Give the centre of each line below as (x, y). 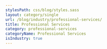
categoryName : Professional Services (46, 34)
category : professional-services (41, 29)
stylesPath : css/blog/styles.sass (42, 10)
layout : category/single (32, 15)
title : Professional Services (38, 24)
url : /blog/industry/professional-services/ (54, 19)
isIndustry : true (24, 39)
